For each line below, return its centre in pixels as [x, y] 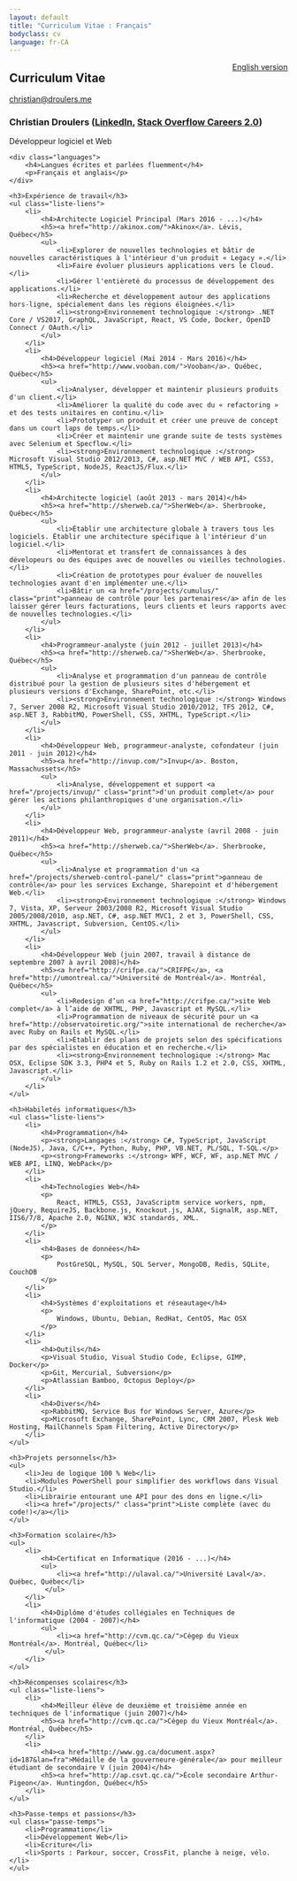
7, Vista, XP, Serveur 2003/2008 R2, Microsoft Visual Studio [126, 909]
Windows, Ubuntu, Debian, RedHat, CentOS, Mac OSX [152, 1319]
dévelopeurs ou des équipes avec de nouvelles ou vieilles [120, 560]
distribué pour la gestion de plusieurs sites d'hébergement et [130, 684]
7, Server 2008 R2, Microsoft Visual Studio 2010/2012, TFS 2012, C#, [142, 707]
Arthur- [264, 1776]
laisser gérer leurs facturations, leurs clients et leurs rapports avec [148, 607]
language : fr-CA [39, 42]
